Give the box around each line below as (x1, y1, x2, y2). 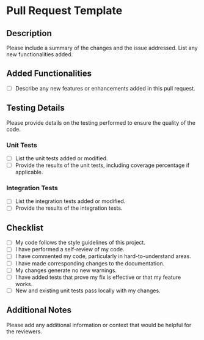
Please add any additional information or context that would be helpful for (6, 321, 192, 328)
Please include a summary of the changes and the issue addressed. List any (6, 44, 198, 51)
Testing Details (6, 103, 65, 113)
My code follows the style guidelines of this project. (15, 239, 145, 246)
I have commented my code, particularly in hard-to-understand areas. (15, 253, 191, 260)
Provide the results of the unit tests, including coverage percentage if (15, 161, 190, 169)
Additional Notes (6, 305, 72, 316)
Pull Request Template (6, 4, 123, 18)
